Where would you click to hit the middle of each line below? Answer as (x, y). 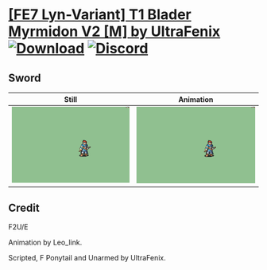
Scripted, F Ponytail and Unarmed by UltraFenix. (87, 258)
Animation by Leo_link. (45, 243)
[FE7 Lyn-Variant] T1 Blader (100, 15)
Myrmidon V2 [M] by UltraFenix (114, 31)
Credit (24, 207)
